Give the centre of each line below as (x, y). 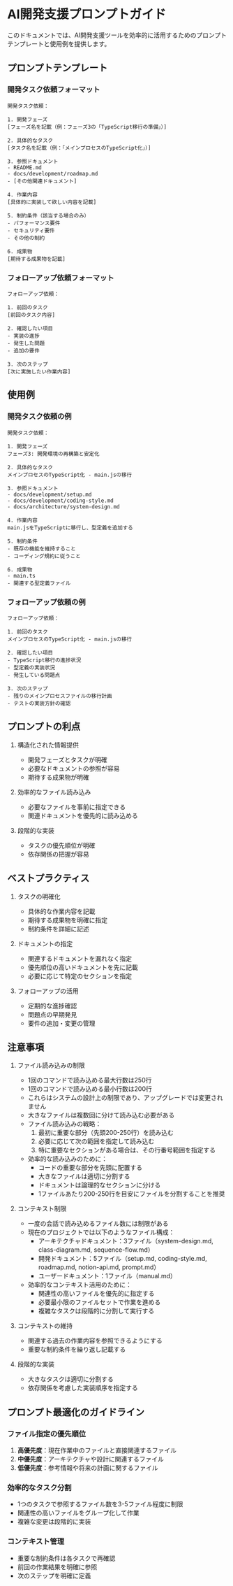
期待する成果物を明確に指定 (68, 920)
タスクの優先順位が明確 (61, 845)
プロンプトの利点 (44, 727)
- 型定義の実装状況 (31, 667)
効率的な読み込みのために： (68, 1159)
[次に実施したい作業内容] (39, 371)
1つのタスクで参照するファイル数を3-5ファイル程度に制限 (100, 1504)
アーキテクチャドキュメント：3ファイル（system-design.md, (126, 1241)
